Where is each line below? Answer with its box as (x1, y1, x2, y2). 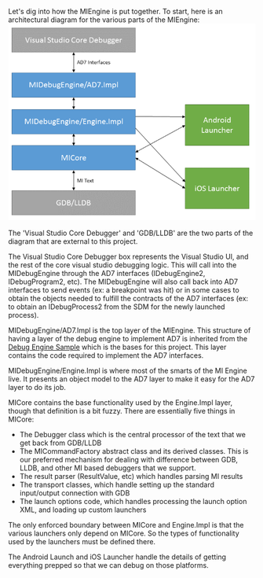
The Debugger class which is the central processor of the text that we (19, 430, 246, 440)
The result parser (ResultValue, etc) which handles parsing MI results (19, 472, 243, 481)
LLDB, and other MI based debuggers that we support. (19, 463, 196, 473)
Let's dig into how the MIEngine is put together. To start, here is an (8, 7, 224, 16)
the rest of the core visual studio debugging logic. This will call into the (8, 260, 237, 270)
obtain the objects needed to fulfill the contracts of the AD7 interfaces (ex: (8, 294, 249, 304)
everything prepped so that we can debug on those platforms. (8, 561, 210, 570)
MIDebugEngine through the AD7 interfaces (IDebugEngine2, (8, 269, 206, 278)
